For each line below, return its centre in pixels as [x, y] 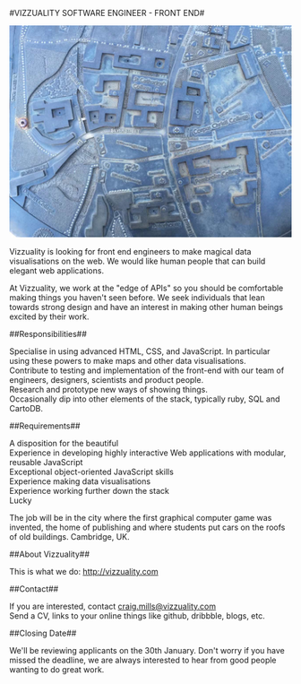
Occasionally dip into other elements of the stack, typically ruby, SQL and [145, 399]
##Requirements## [45, 426]
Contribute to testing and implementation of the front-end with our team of [147, 370]
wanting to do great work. [57, 670]
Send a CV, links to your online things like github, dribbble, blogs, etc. [138, 616]
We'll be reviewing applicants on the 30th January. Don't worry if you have [147, 650]
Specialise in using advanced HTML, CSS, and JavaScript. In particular [140, 351]
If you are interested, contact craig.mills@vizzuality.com [113, 606]
